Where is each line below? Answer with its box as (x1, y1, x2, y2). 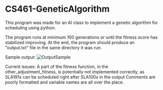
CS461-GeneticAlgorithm (5, 3, 110, 15)
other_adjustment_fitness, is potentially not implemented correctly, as (5, 68, 145, 74)
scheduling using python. (5, 24, 56, 30)
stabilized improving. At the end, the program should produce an (5, 39, 135, 45)
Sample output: (5, 54, 36, 60)
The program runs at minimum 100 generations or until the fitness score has (5, 34, 158, 40)
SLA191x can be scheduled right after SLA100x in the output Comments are (5, 74, 156, 80)
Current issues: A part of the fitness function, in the (5, 64, 108, 69)
